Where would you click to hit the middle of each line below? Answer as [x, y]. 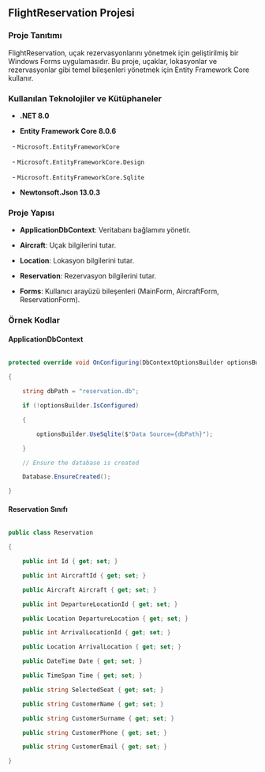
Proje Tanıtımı [35, 36]
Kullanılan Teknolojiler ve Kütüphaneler [85, 98]
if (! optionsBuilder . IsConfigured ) [81, 406]
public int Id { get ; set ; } [70, 562]
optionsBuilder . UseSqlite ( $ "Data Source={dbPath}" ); [125, 434]
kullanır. [21, 78]
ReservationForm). [50, 300]
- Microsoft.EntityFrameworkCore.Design [78, 161]
